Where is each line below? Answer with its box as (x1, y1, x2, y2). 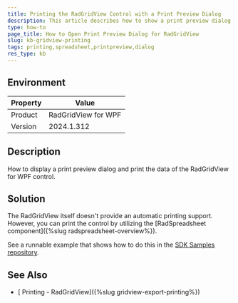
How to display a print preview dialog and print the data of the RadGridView (7, 165, 229, 173)
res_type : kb (7, 51, 46, 58)
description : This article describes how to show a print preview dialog (7, 17, 232, 24)
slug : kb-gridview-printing (7, 37, 91, 44)
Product (11, 110, 38, 120)
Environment (7, 76, 66, 89)
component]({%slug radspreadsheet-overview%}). (7, 227, 157, 235)
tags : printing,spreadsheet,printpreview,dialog (7, 43, 155, 51)
